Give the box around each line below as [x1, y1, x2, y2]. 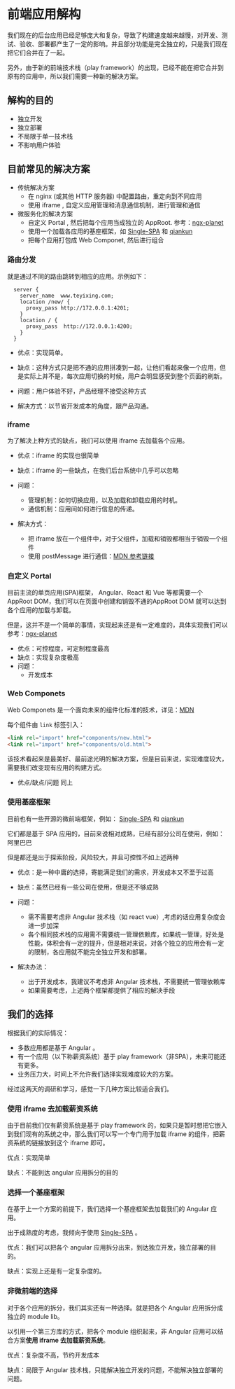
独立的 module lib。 [7, 1312, 64, 1320]
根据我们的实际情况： [7, 1028, 69, 1037]
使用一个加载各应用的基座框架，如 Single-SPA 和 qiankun [27, 227, 193, 235]
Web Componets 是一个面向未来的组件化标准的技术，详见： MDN [7, 705, 194, 714]
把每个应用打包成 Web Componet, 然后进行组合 [27, 235, 164, 244]
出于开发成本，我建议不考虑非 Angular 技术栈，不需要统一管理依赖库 [27, 977, 226, 986]
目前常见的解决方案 [7, 163, 90, 175]
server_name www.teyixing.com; [20, 292, 114, 299]
